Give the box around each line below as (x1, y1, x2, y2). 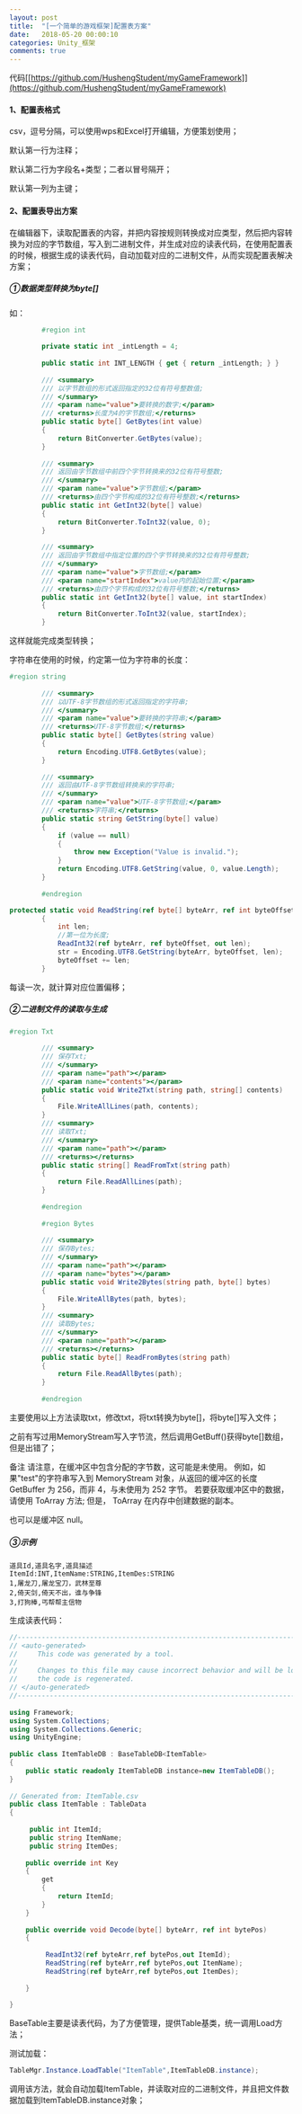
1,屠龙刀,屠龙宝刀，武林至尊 (9, 1578, 102, 1587)
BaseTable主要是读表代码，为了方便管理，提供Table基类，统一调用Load (9, 2018, 276, 2029)
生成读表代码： (9, 1614, 65, 1625)
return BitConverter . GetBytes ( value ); (57, 433, 203, 443)
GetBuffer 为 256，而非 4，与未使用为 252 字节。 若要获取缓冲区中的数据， (9, 1484, 289, 1495)
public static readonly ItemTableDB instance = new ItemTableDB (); (25, 1766, 276, 1775)
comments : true (9, 47, 67, 56)
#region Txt (9, 1026, 54, 1036)
